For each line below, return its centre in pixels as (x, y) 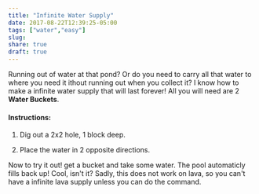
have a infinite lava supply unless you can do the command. (105, 182)
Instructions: (30, 117)
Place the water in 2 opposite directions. (85, 150)
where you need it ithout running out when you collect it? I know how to (124, 82)
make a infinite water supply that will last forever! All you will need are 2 (124, 91)
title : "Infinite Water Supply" (61, 15)
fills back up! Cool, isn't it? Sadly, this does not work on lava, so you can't (127, 174)
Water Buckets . (34, 99)
